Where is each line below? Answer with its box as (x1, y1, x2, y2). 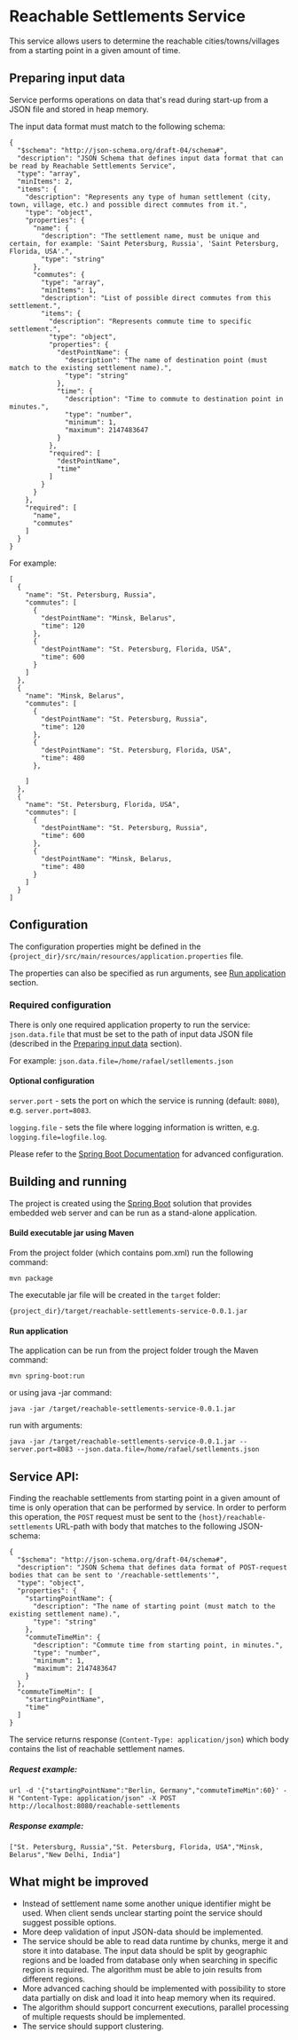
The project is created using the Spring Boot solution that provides (9, 1198, 253, 1208)
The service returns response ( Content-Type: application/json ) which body (9, 1734, 290, 1745)
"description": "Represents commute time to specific (48, 317, 252, 326)
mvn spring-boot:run (9, 1372, 86, 1381)
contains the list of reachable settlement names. (9, 1743, 185, 1754)
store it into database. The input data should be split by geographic (21, 1945, 268, 1956)
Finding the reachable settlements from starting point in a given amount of (9, 1493, 281, 1504)
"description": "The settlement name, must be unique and (41, 231, 260, 241)
